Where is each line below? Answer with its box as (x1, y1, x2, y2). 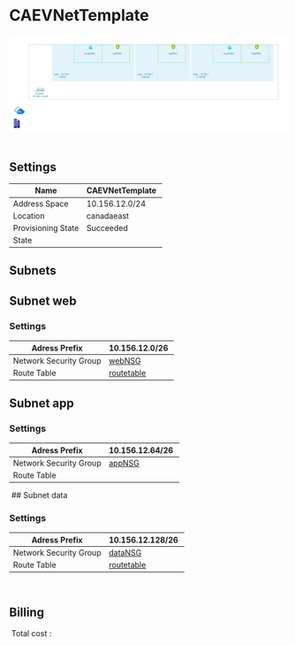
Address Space (12, 198, 69, 209)
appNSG (109, 458, 140, 468)
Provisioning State (12, 223, 79, 234)
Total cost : (11, 628, 52, 639)
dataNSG (109, 547, 142, 558)
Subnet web (9, 293, 77, 308)
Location (12, 210, 45, 221)
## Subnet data (11, 489, 68, 500)
